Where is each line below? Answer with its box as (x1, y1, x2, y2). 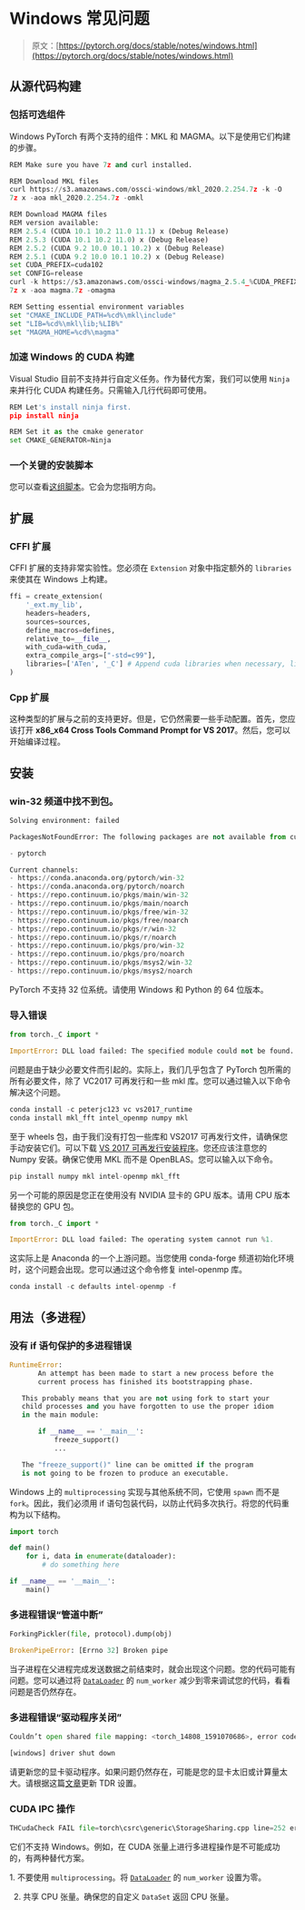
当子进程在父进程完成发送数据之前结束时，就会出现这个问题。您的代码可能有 (9, 1663, 296, 1674)
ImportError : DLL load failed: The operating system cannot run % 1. (9, 1235, 274, 1244)
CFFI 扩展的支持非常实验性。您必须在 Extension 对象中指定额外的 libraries (9, 562, 292, 573)
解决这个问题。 (9, 1086, 65, 1097)
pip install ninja (9, 411, 79, 421)
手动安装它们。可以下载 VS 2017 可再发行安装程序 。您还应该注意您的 (9, 1142, 268, 1153)
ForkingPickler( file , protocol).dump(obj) (9, 1629, 172, 1639)
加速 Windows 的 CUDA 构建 (9, 351, 134, 363)
